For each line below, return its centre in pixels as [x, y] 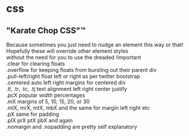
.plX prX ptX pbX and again [40, 120]
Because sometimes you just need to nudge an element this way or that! [95, 45]
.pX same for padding [33, 114]
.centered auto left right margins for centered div [66, 83]
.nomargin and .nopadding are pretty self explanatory [72, 127]
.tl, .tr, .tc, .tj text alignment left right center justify [67, 89]
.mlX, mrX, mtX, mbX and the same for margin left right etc [78, 108]
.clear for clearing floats [36, 64]
